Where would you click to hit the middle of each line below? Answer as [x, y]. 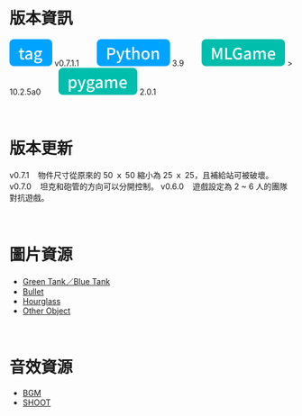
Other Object [46, 311]
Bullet [33, 291]
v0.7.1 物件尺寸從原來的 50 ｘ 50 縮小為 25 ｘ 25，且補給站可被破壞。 [142, 175]
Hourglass [41, 301]
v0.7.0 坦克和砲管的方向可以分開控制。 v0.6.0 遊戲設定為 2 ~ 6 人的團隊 [149, 186]
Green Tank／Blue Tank [66, 281]
